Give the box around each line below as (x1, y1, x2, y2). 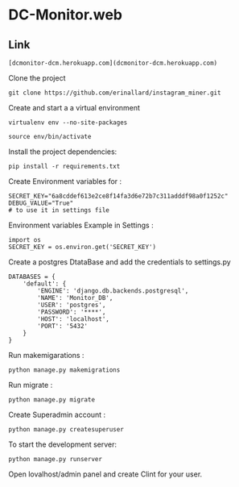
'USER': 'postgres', (37, 301, 106, 309)
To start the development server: (8, 439, 117, 449)
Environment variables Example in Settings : (8, 220, 155, 230)
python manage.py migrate (8, 396, 95, 404)
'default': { (23, 280, 67, 288)
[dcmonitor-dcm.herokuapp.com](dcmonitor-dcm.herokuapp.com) (8, 59, 218, 67)
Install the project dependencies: (8, 147, 117, 156)
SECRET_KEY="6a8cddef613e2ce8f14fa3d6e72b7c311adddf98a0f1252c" (8, 192, 229, 200)
